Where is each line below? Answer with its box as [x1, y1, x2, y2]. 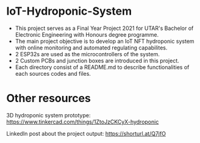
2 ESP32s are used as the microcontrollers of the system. [15, 50, 160, 57]
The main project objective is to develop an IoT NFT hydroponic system [15, 37, 195, 45]
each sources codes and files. [15, 70, 91, 77]
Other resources [6, 92, 91, 105]
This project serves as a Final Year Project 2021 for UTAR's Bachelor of [15, 24, 194, 32]
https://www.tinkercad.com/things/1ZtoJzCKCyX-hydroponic [6, 118, 159, 125]
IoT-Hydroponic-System [6, 4, 132, 18]
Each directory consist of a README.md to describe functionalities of [15, 63, 190, 71]
